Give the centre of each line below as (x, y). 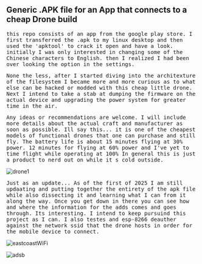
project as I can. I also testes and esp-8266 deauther (91, 219)
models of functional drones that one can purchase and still (101, 135)
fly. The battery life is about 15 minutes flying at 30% (95, 141)
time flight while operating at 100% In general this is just (101, 154)
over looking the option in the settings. (71, 64)
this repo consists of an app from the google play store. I (99, 34)
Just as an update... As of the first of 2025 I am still (95, 183)
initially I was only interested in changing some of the (95, 52)
